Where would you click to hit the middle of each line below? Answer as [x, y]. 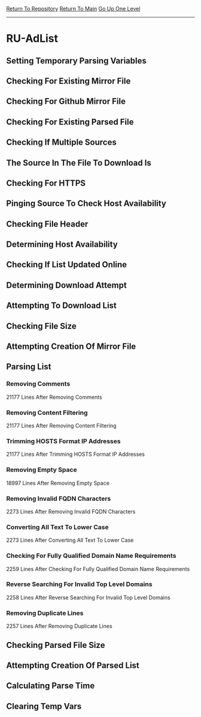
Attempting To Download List [61, 306]
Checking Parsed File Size [56, 645]
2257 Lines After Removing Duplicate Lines [59, 626]
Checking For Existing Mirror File [68, 81]
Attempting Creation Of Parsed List [73, 665]
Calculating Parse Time [51, 686]
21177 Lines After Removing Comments [54, 397]
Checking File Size [41, 326]
